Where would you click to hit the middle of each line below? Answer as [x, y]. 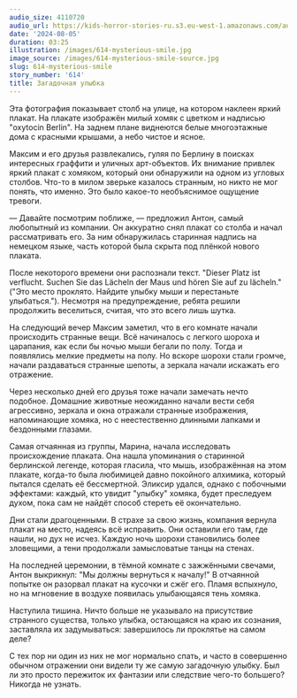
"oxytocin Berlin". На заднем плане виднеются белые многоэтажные [138, 127]
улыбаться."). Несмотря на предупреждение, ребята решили [125, 301]
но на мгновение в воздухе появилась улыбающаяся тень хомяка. [135, 593]
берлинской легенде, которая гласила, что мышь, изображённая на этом [148, 464]
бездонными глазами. [51, 429]
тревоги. [26, 201]
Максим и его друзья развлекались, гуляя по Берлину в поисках [132, 153]
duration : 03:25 [39, 42]
